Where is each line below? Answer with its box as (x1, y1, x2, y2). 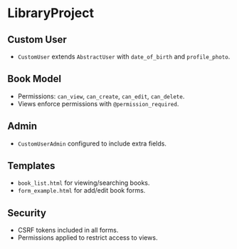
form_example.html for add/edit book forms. (17, 186, 146, 195)
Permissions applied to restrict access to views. (17, 233, 158, 242)
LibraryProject (7, 5, 95, 21)
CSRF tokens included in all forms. (17, 226, 119, 235)
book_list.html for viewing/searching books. (17, 178, 150, 187)
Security (7, 207, 46, 219)
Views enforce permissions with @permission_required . (17, 99, 179, 108)
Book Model (7, 73, 62, 85)
